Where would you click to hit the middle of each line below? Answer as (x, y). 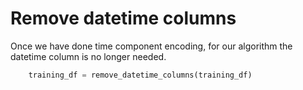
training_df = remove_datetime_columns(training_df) (140, 75)
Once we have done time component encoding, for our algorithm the (151, 46)
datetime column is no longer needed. (88, 56)
